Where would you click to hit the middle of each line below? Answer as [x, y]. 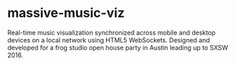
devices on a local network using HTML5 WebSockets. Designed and [109, 40]
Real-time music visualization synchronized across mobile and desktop [111, 32]
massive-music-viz [66, 13]
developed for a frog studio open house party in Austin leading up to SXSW [118, 47]
